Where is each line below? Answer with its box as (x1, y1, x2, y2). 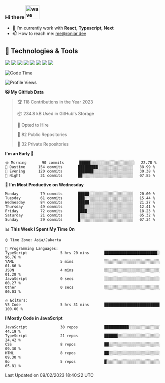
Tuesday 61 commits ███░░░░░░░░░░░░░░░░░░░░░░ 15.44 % (5, 196, 155, 201)
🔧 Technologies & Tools (5, 47, 78, 55)
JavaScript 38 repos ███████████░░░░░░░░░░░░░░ (5, 325, 160, 330)
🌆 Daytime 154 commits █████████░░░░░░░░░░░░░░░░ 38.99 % (5, 165, 155, 170)
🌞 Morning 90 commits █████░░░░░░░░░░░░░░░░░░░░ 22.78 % (5, 160, 157, 165)
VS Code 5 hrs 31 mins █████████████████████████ (5, 302, 160, 308)
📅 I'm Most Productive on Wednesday (5, 182, 84, 188)
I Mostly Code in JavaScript (5, 315, 63, 321)
